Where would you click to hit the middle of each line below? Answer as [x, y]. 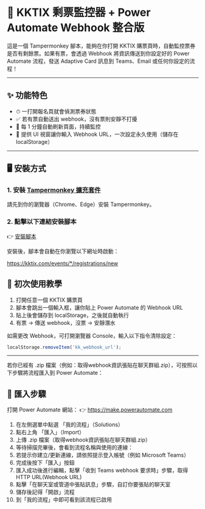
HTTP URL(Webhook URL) [49, 477]
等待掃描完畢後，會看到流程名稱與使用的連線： [74, 447]
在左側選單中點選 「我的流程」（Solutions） [69, 425]
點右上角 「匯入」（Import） [50, 432]
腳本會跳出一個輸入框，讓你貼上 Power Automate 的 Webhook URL [99, 307]
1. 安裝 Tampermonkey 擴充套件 [54, 190]
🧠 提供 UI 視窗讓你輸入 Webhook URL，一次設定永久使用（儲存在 [97, 134]
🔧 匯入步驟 [26, 394]
